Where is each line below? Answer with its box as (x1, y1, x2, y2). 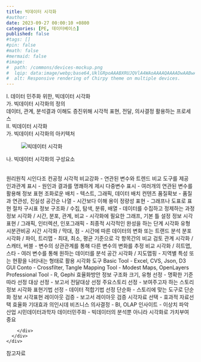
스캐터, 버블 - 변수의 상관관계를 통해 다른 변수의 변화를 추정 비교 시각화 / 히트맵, (6, 242, 192, 250)
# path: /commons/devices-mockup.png (6, 64, 103, 71)
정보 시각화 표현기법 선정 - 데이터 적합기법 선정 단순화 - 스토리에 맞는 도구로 (6, 286, 184, 293)
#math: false (6, 48, 39, 54)
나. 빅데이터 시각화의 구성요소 (6, 156, 75, 163)
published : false (6, 31, 50, 37)
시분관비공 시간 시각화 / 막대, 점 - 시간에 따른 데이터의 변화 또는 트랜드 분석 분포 (6, 227, 192, 235)
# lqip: (6, 70, 28, 76)
